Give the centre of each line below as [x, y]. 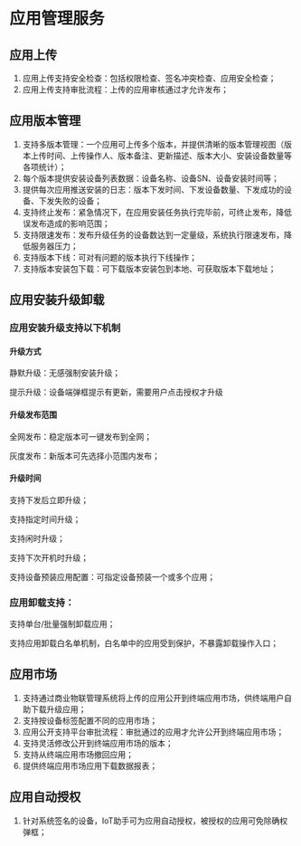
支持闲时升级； [37, 538]
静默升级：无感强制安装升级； [65, 373]
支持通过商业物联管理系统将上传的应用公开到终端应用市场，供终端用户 [153, 698]
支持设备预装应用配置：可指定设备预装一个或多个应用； [112, 576]
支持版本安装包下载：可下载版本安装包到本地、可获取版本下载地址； [149, 269]
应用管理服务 [57, 19]
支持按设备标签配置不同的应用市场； [90, 720]
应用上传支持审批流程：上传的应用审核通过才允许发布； [125, 90]
